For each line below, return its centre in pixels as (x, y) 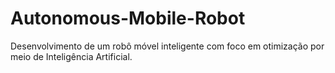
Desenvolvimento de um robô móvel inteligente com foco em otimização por (167, 46)
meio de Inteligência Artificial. (71, 56)
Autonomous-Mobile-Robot (128, 18)
